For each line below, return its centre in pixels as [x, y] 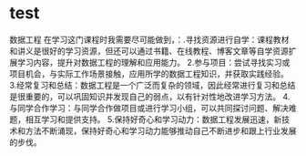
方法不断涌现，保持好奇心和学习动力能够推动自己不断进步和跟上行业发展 [161, 130]
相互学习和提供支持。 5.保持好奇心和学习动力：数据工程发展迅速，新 [153, 119]
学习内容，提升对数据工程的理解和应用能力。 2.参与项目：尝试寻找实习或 [153, 62]
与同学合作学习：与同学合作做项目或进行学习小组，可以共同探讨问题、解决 [149, 108]
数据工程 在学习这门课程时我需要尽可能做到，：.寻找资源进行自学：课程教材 [149, 39]
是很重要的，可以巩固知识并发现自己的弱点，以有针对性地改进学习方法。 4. [150, 96]
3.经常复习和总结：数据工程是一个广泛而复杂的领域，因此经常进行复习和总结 [153, 85]
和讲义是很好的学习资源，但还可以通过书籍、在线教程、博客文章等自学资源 [149, 51]
